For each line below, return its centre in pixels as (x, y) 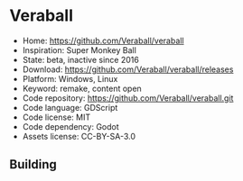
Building (33, 164)
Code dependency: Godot (70, 126)
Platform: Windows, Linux (70, 78)
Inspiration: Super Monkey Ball (79, 50)
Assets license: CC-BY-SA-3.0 (79, 136)
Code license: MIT (56, 117)
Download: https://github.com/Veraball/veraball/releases (128, 69)
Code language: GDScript (70, 107)
